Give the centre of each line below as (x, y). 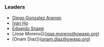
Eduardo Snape (28, 28)
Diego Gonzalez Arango (37, 18)
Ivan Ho (20, 23)
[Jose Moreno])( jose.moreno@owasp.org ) (56, 34)
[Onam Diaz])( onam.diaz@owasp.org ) (51, 39)
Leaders (15, 7)
